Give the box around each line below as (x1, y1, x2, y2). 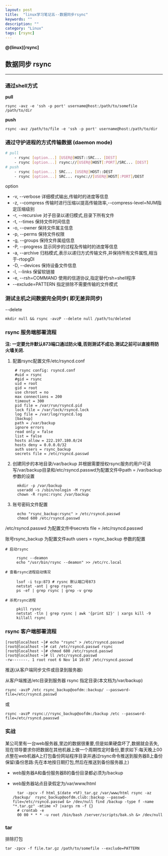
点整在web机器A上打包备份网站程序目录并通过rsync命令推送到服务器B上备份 (5, 753, 163, 759)
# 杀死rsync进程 (5, 598, 36, 603)
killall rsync (16, 615, 46, 620)
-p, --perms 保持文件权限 (12, 231, 65, 237)
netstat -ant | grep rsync (16, 584, 72, 589)
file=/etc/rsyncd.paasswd (5, 715, 59, 721)
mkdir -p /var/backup (17, 483, 62, 489)
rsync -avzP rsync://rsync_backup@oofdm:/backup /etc (5, 711, 120, 716)
